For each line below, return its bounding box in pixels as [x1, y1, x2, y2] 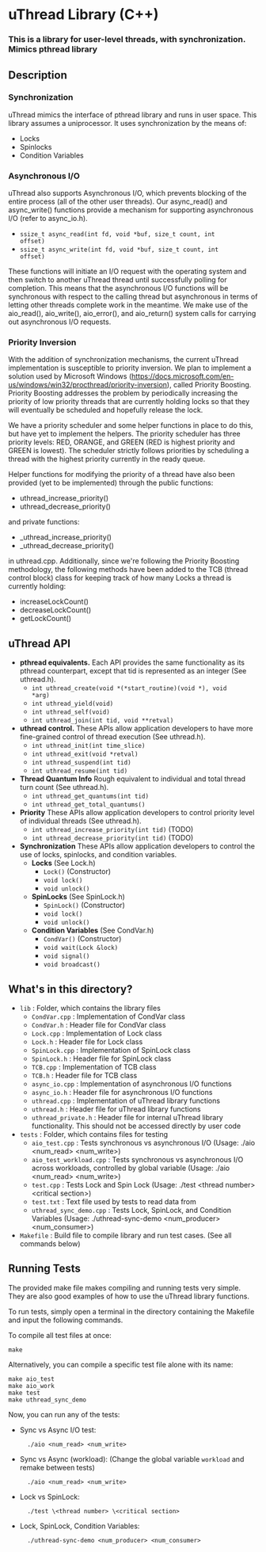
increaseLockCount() [19, 597, 89, 607]
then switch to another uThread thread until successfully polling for [8, 275, 227, 284]
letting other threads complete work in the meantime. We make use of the [8, 300, 249, 310]
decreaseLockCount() [19, 605, 92, 615]
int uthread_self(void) [31, 708, 111, 716]
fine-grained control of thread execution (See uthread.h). [19, 732, 206, 742]
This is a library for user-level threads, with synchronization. [8, 34, 246, 45]
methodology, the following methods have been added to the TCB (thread [8, 565, 249, 574]
